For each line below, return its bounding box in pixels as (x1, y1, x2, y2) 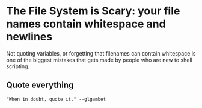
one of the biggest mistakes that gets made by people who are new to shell (6, 56, 192, 63)
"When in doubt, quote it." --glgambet (6, 96, 106, 102)
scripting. (6, 62, 30, 70)
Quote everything (6, 80, 74, 91)
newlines (6, 30, 53, 43)
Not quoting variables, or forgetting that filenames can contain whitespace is (6, 49, 196, 57)
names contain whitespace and (6, 17, 167, 31)
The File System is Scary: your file (6, 4, 180, 18)
